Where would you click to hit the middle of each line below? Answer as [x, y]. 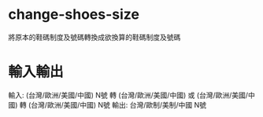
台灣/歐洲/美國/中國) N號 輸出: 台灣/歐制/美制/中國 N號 [119, 104]
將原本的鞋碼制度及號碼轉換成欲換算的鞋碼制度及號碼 [94, 37]
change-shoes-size [74, 15]
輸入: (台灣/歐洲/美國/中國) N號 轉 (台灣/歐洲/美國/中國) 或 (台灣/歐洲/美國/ [128, 95]
